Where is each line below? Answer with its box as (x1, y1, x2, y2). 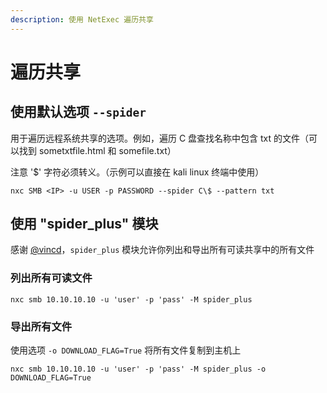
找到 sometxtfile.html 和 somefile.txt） (18, 144, 177, 156)
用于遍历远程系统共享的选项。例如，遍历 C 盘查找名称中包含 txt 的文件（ (10, 132, 310, 144)
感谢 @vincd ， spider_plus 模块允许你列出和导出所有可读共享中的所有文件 (10, 244, 315, 256)
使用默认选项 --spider (10, 104, 147, 121)
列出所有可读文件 (10, 271, 93, 285)
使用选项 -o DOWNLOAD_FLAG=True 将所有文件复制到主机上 (10, 344, 242, 356)
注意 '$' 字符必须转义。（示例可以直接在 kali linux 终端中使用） (10, 166, 265, 178)
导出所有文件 (10, 319, 73, 333)
